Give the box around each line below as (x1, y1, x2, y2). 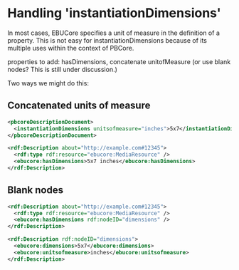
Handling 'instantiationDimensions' (7, 5, 222, 21)
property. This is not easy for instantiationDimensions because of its (7, 36, 208, 44)
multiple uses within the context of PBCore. (7, 43, 134, 52)
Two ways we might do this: (7, 78, 89, 87)
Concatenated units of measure (7, 100, 151, 112)
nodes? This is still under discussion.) (7, 65, 117, 73)
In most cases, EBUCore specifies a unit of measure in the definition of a (7, 28, 221, 37)
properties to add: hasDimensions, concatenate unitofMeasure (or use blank (7, 57, 231, 66)
